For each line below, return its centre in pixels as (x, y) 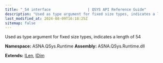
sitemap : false (20, 23)
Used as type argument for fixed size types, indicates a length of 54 (73, 37)
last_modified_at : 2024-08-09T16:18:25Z (47, 18)
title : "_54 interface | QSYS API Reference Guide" (76, 9)
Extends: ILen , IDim (25, 56)
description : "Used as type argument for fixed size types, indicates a (80, 14)
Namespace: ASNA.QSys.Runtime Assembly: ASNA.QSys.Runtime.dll (75, 46)
